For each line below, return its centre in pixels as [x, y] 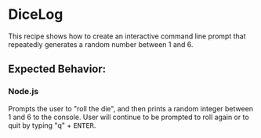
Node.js [24, 92]
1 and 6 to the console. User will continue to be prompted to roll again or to [129, 117]
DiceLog [36, 15]
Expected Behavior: [57, 69]
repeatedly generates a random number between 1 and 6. [101, 44]
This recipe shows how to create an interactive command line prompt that [127, 36]
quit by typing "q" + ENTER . [52, 125]
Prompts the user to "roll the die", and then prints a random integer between [130, 108]
